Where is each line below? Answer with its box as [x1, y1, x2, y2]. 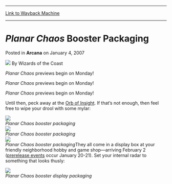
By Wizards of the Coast [11, 60, 63, 66]
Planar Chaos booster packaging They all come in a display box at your [5, 141, 155, 147]
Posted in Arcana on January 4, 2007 [5, 50, 85, 56]
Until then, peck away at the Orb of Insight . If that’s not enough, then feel [5, 100, 159, 106]
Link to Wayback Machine [5, 10, 60, 16]
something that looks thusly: [5, 157, 65, 164]
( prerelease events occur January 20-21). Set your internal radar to [5, 152, 147, 158]
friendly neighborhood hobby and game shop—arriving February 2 [5, 147, 146, 153]
